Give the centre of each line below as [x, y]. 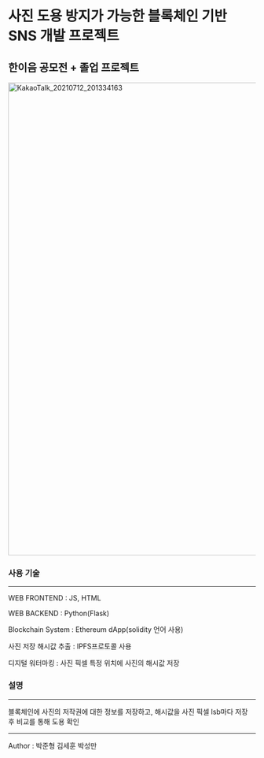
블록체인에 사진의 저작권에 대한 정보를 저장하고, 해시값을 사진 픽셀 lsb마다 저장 [128, 712]
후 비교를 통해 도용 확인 [44, 721]
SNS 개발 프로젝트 [64, 36]
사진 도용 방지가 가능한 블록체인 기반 [118, 16]
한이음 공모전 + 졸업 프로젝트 [73, 67]
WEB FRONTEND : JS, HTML [55, 598]
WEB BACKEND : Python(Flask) [59, 613]
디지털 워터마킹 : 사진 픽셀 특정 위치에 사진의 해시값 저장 [94, 663]
